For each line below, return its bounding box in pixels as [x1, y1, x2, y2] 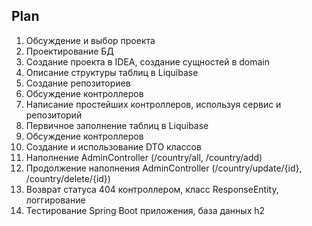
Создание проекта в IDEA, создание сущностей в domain [25, 55, 271, 68]
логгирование [25, 194, 86, 206]
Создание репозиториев [25, 77, 131, 89]
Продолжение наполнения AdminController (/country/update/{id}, [25, 162, 303, 174]
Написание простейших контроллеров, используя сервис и [25, 98, 282, 110]
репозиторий [25, 109, 83, 121]
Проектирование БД [25, 45, 114, 57]
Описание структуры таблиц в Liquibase [25, 66, 199, 78]
